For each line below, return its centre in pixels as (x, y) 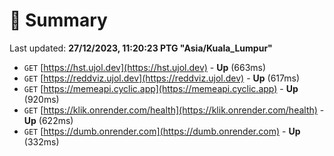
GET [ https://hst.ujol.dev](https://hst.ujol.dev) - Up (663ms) (145, 67)
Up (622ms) (48, 120)
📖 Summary (58, 20)
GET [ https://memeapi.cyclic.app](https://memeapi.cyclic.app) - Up (161, 88)
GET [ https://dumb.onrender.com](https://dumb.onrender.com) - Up (162, 131)
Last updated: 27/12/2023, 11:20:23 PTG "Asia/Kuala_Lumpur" (141, 48)
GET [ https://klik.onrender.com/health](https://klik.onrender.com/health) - (174, 110)
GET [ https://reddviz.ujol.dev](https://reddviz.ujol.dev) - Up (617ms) (162, 78)
